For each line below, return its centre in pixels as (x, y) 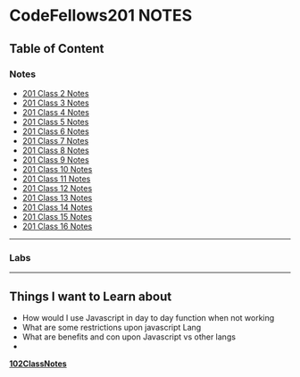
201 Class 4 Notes (55, 112)
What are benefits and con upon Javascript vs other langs (129, 337)
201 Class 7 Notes (55, 140)
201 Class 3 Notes (55, 103)
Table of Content (57, 49)
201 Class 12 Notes (57, 188)
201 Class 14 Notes (57, 207)
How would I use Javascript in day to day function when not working (148, 317)
